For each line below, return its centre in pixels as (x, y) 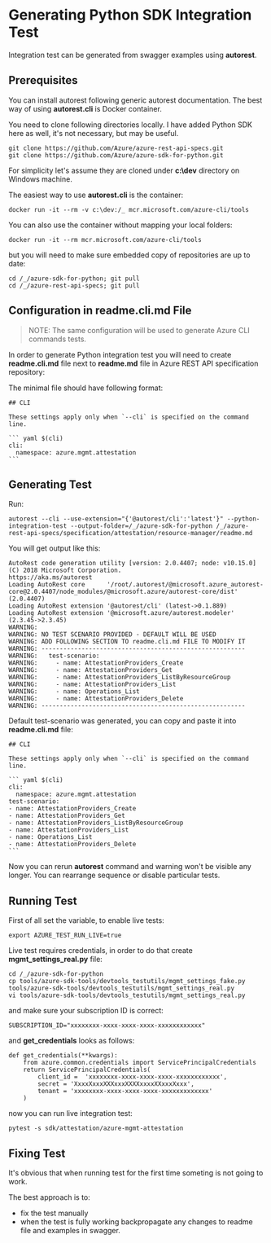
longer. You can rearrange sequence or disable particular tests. (114, 875)
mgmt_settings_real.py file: (56, 960)
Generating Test (50, 484)
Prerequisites (43, 80)
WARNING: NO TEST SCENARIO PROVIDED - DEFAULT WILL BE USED (113, 635)
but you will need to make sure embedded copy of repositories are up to (129, 255)
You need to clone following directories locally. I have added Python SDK (130, 125)
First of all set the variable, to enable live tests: (86, 920)
